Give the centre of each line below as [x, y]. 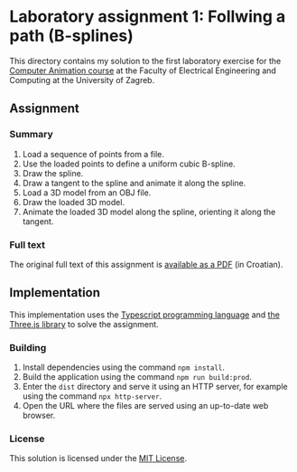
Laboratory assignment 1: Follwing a [148, 17]
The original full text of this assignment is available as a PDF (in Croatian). [146, 264]
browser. [39, 415]
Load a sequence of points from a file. [93, 154]
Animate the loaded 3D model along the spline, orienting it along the [149, 212]
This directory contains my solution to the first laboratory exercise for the [145, 61]
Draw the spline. [53, 173]
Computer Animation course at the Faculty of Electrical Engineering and [143, 71]
